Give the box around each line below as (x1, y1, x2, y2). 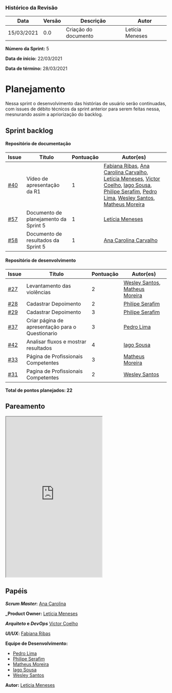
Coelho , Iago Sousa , (103, 181, 152, 188)
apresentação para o (26, 323, 77, 331)
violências (26, 289, 51, 296)
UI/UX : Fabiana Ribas (5, 630, 51, 637)
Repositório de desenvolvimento (5, 257, 76, 263)
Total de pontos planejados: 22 (5, 387, 73, 394)
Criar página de (26, 317, 64, 324)
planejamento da (26, 215, 67, 222)
